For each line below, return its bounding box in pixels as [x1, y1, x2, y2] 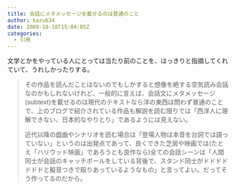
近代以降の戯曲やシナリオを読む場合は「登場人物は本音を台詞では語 [24, 131, 223, 139]
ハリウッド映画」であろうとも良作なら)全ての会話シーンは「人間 [37, 148, 225, 157]
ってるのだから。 [37, 174, 87, 183]
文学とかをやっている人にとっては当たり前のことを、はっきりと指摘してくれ [7, 57, 229, 65]
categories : [7, 30, 42, 37]
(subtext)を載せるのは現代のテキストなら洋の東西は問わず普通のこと [24, 98, 224, 106]
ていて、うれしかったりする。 [7, 65, 94, 74]
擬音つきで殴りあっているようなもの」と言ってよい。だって [49, 166, 222, 174]
